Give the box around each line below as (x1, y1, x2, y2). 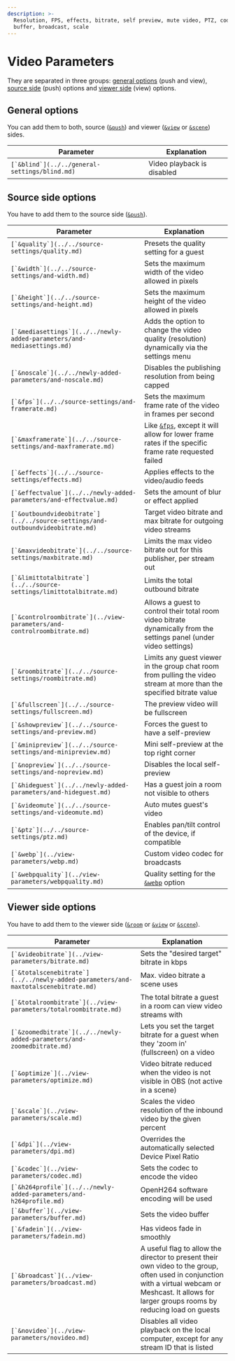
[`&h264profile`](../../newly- (10, 1183, 115, 1191)
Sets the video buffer (140, 1209, 210, 1219)
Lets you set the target (140, 1021, 215, 1030)
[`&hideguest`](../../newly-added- (10, 781, 129, 789)
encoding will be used (140, 1194, 213, 1203)
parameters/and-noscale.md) (10, 375, 104, 384)
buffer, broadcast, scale (13, 23, 90, 30)
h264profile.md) (10, 1197, 65, 1205)
